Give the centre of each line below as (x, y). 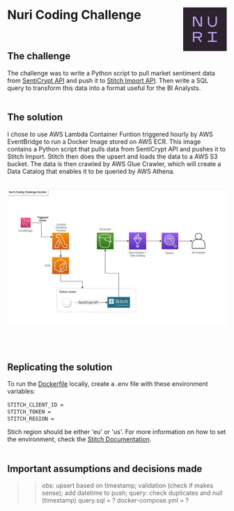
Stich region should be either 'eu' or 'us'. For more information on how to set (117, 432)
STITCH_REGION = (31, 419)
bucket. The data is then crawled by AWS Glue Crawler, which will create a (114, 163)
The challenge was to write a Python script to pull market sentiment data (111, 73)
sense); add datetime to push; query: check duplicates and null (132, 493)
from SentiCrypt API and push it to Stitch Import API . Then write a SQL (108, 80)
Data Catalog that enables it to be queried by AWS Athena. (91, 171)
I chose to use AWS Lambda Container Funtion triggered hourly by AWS (110, 134)
